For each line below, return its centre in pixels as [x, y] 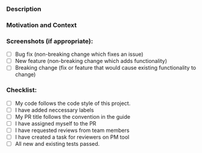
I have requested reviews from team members [72, 130]
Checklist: [22, 90]
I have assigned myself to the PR [55, 123]
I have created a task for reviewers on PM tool [72, 137]
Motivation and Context [42, 25]
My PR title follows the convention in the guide [73, 116]
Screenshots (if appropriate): [50, 41]
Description [24, 9]
